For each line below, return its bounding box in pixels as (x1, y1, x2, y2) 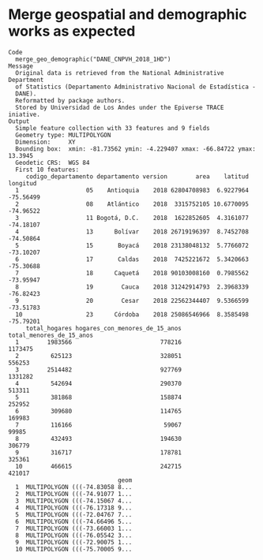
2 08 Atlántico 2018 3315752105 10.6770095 (15, 200, 249, 208)
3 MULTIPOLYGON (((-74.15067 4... (15, 497, 133, 505)
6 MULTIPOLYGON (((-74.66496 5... (15, 517, 133, 525)
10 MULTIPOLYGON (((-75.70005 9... (15, 545, 133, 553)
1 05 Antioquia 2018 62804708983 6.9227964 (15, 186, 249, 194)
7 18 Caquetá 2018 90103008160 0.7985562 (15, 269, 249, 277)
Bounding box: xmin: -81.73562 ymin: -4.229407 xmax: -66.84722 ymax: (15, 144, 257, 153)
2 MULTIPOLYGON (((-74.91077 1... (15, 490, 133, 498)
